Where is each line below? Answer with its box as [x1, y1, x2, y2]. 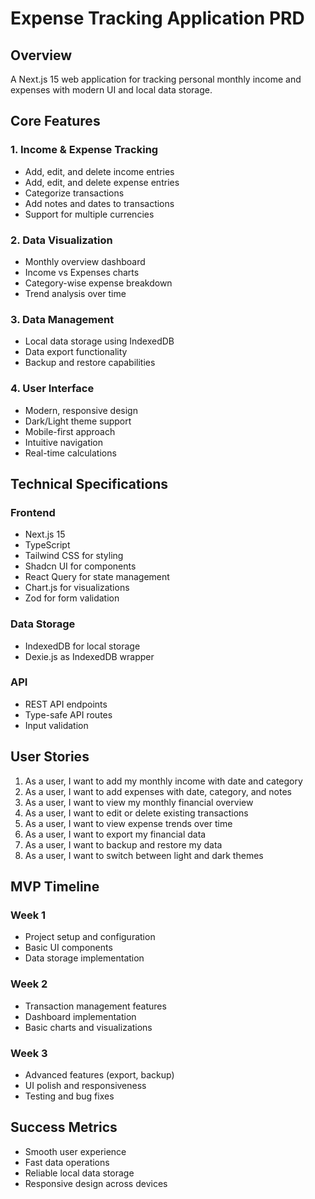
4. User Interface [10, 382, 95, 396]
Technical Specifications [10, 475, 169, 492]
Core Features [10, 113, 101, 130]
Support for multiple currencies [24, 208, 155, 220]
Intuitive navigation [24, 436, 104, 448]
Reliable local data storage [24, 1167, 135, 1179]
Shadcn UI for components [24, 560, 137, 572]
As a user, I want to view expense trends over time [24, 817, 233, 829]
